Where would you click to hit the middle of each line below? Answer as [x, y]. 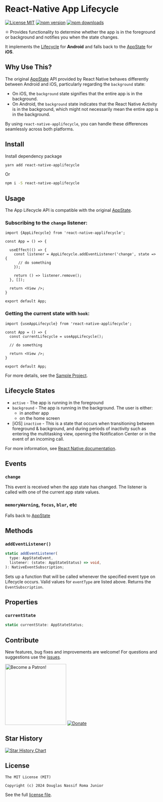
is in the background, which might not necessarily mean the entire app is [85, 109]
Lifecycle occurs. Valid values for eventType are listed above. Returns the [78, 581]
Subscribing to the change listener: [46, 223]
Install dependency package [33, 156]
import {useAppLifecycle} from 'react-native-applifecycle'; [69, 324]
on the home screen [40, 418]
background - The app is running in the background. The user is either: [82, 408]
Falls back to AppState [28, 515]
